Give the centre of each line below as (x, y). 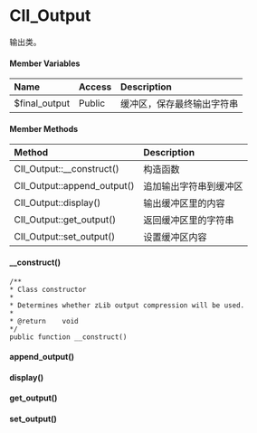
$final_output (42, 103)
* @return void (44, 321)
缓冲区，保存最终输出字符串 (180, 104)
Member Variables (45, 63)
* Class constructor (48, 289)
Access (95, 87)
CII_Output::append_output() (74, 186)
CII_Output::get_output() (65, 220)
